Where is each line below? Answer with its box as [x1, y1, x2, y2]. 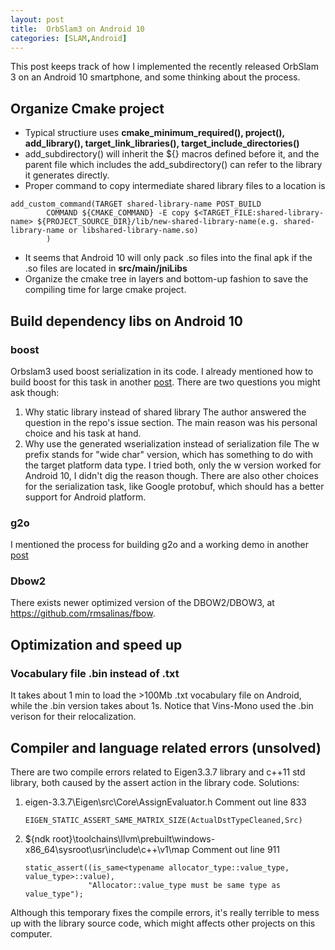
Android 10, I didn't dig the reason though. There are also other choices [24, 469, 319, 481]
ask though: [10, 386, 60, 398]
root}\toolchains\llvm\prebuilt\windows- [52, 832, 216, 845]
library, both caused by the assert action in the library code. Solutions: [10, 776, 300, 788]
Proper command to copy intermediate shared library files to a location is [24, 180, 326, 192]
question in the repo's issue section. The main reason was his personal [24, 416, 318, 428]
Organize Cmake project [10, 100, 165, 117]
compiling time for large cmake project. [24, 284, 187, 296]
